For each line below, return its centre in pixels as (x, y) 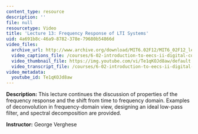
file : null (19, 22)
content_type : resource (35, 12)
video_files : (22, 45)
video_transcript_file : (40, 66)
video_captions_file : (38, 55)
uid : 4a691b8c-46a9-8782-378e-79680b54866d (60, 39)
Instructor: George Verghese (42, 125)
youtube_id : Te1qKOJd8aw (42, 77)
